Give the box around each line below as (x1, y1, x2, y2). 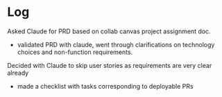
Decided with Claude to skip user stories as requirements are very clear (7, 61, 212, 69)
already (7, 69, 29, 77)
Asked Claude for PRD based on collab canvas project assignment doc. (7, 27, 211, 35)
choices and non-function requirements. (17, 48, 133, 56)
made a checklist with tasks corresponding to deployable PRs (17, 82, 194, 90)
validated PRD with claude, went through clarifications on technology (17, 40, 215, 48)
